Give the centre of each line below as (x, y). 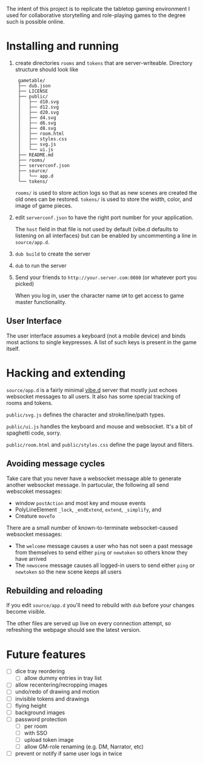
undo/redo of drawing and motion (57, 692)
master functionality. (41, 302)
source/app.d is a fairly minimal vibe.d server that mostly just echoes (92, 390)
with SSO (35, 733)
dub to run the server (41, 265)
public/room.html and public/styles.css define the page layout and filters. (100, 444)
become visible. (26, 612)
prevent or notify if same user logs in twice (68, 753)
